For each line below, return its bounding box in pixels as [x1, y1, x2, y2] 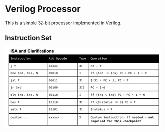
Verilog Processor [5, 3, 81, 15]
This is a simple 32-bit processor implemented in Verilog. [5, 20, 122, 26]
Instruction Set [5, 34, 52, 42]
